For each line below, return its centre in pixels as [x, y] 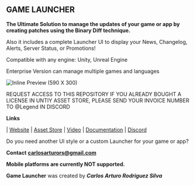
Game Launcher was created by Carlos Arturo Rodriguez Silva [84, 176]
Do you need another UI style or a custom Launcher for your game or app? [97, 141]
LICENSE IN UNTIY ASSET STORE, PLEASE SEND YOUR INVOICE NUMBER [98, 100]
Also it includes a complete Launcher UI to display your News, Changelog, [97, 42]
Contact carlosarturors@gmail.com [51, 152]
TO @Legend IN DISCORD [38, 107]
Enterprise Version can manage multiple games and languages [83, 71]
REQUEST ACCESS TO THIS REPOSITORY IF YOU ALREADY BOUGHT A [94, 94]
